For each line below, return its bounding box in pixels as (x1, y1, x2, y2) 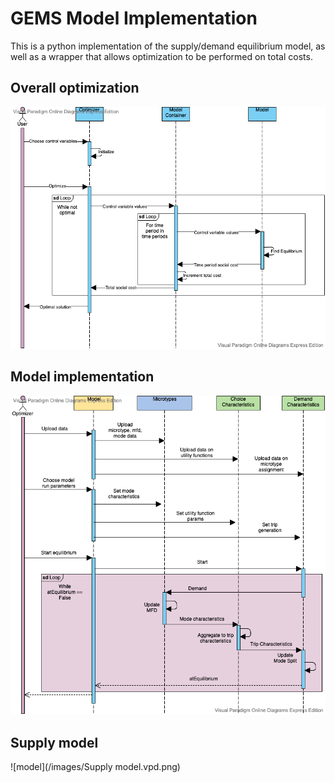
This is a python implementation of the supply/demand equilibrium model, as (10, 40, 326, 52)
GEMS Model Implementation (10, 7, 258, 30)
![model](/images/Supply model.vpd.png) (10, 761, 181, 773)
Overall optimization (10, 80, 140, 97)
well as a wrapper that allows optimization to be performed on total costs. (10, 50, 313, 62)
